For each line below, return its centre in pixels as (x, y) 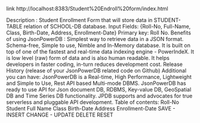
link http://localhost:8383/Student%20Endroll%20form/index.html (87, 9)
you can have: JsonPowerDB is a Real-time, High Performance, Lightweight (99, 77)
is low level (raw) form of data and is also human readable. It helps (88, 58)
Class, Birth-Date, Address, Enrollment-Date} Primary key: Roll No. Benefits (99, 33)
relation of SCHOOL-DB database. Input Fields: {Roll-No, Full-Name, (107, 26)
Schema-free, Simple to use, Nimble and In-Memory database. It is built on (99, 45)
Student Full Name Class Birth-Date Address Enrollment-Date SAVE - (91, 108)
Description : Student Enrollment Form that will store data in (79, 20)
